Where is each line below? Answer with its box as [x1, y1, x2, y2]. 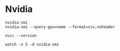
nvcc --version [5, 33, 37, 38]
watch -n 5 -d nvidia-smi [5, 41, 59, 47]
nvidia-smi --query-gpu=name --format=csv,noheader [5, 24, 115, 29]
